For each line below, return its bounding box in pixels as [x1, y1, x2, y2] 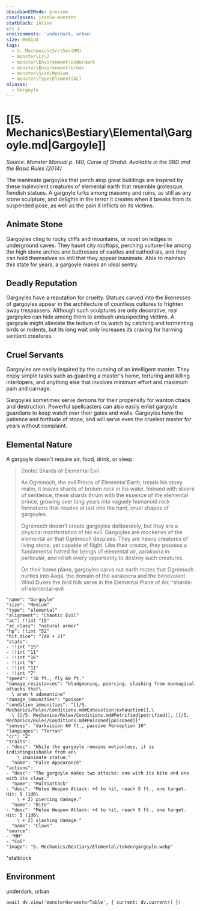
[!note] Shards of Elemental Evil [20, 467, 99, 475]
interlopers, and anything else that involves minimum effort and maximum [6, 379, 188, 386]
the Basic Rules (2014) [6, 165, 62, 172]
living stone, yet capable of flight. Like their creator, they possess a [20, 541, 187, 549]
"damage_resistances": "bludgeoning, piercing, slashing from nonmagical [6, 681, 195, 687]
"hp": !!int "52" [6, 629, 50, 635]
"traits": [6, 739, 31, 745]
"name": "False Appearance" [11, 760, 82, 766]
